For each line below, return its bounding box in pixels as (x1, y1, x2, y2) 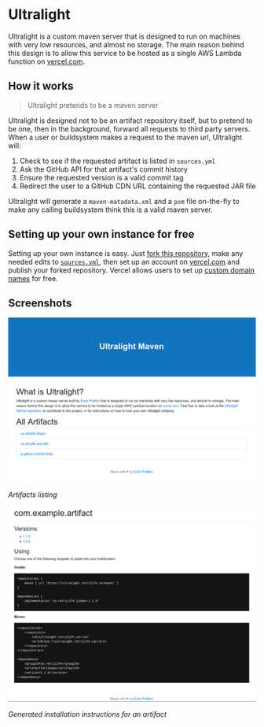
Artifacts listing (8, 490, 57, 499)
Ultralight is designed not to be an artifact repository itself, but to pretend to (8, 116, 253, 125)
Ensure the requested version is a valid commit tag (19, 172, 184, 182)
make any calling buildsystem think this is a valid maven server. (8, 205, 214, 214)
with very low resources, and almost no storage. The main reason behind (8, 39, 245, 49)
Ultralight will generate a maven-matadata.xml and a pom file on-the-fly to (8, 196, 240, 206)
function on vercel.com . (8, 57, 86, 66)
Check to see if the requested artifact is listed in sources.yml (19, 156, 216, 165)
